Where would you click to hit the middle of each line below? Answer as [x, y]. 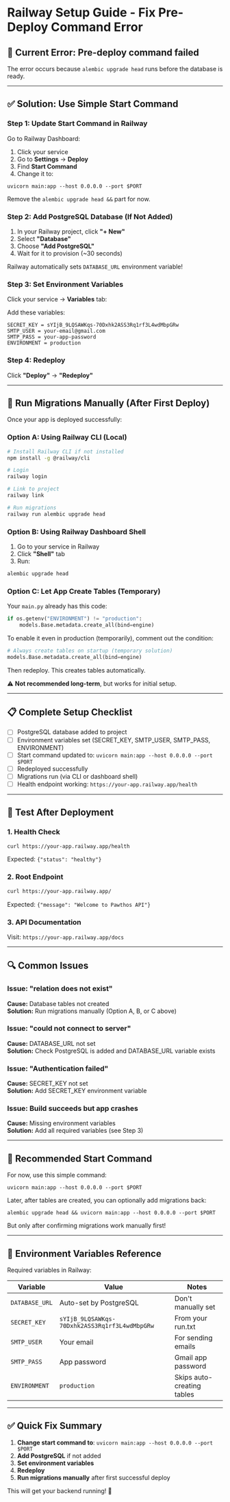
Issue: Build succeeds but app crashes [73, 1109]
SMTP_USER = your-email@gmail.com [56, 331]
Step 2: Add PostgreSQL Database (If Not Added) [90, 216]
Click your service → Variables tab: [57, 299]
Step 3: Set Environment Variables [65, 284]
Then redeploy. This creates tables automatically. [76, 670]
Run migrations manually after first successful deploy [93, 1477]
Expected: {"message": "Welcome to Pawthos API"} [79, 904]
